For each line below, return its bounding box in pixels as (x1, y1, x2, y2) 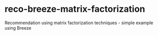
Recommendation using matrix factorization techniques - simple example (4, 20, 154, 26)
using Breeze (4, 25, 32, 31)
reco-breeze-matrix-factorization (4, 3, 145, 15)
